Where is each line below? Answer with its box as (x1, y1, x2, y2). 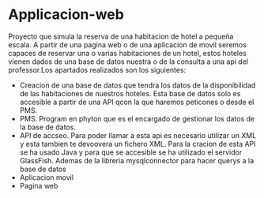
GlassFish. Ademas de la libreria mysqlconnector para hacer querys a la (19, 155, 255, 165)
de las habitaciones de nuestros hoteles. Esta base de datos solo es (19, 88, 241, 98)
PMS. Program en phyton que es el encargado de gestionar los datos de (19, 114, 255, 123)
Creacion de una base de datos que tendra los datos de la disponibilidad (19, 80, 256, 90)
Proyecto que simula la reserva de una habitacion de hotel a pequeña (8, 32, 234, 41)
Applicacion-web (8, 6, 124, 24)
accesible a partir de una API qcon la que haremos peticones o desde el (19, 97, 255, 106)
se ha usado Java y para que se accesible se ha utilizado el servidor (19, 148, 243, 157)
